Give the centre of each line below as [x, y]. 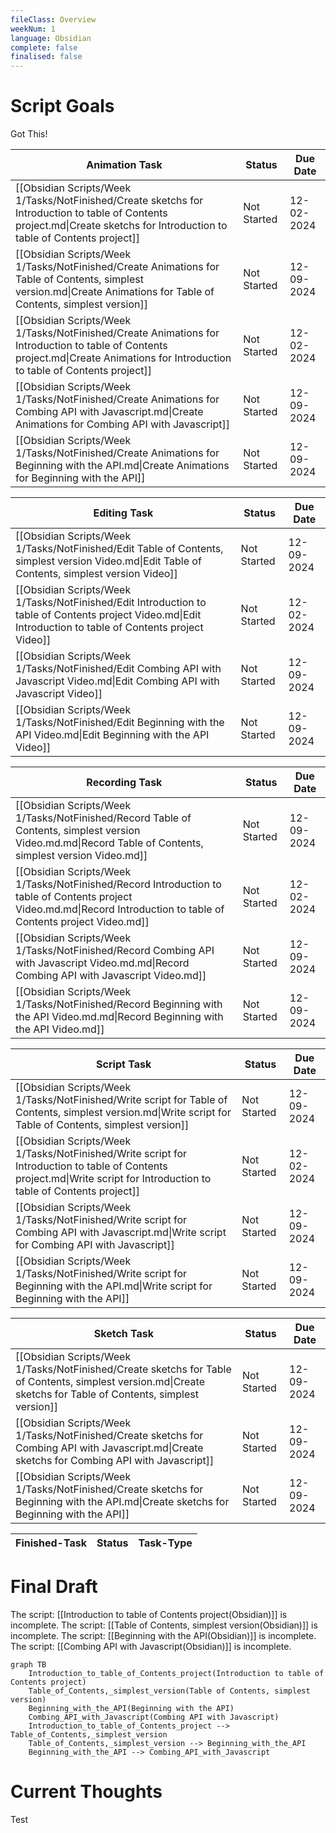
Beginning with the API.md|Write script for [114, 1286]
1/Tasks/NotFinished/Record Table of [103, 818]
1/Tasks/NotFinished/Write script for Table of [121, 1100]
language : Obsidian [51, 38]
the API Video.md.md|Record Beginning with [119, 1017]
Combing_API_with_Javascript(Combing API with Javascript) [154, 1717]
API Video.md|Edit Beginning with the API [112, 735]
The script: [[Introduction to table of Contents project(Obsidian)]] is [149, 1614]
